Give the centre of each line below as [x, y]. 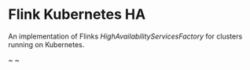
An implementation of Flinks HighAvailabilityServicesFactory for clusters [125, 36]
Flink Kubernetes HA [77, 15]
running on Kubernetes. [46, 44]
